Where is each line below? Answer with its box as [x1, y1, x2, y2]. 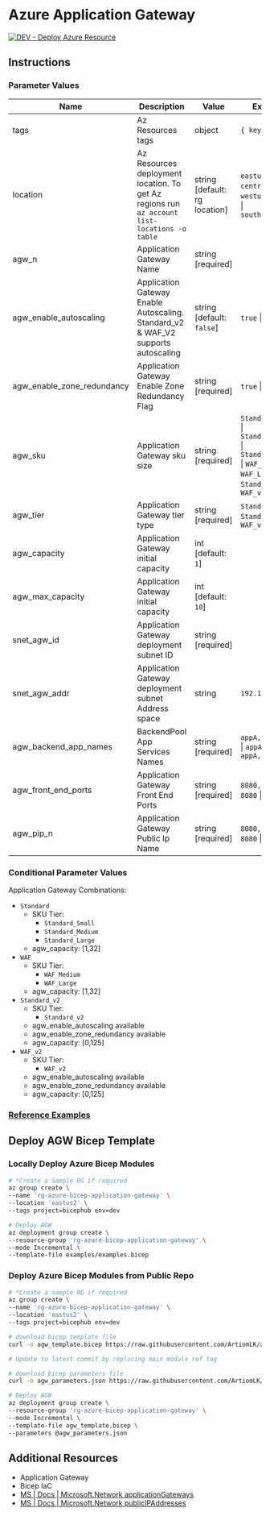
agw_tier [12, 509, 45, 521]
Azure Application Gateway [8, 6, 195, 24]
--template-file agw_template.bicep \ [8, 1421, 138, 1430]
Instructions [8, 56, 71, 69]
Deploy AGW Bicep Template [8, 1134, 155, 1148]
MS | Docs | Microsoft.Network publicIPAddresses [19, 1498, 186, 1508]
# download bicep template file [8, 1332, 117, 1341]
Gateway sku [136, 450, 186, 461]
